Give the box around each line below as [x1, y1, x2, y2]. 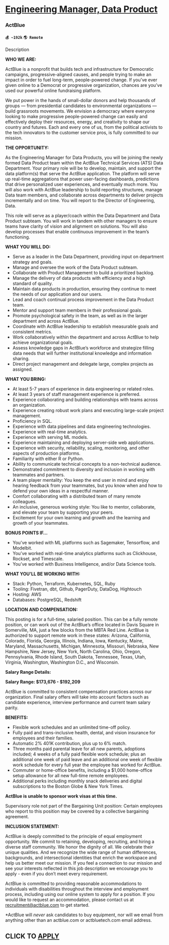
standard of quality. [12, 280, 53, 286]
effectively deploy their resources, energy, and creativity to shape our [5, 119, 150, 125]
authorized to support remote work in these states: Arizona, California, [5, 632, 151, 638]
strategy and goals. [12, 259, 53, 265]
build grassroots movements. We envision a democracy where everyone [5, 108, 155, 114]
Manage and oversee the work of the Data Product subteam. [12, 264, 138, 271]
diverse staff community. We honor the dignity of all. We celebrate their [5, 844, 153, 850]
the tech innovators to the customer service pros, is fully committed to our [5, 130, 159, 136]
